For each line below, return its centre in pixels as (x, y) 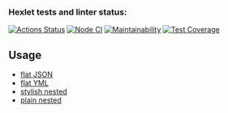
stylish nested (43, 92)
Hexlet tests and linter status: (68, 12)
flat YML (34, 83)
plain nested (41, 100)
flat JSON (36, 74)
